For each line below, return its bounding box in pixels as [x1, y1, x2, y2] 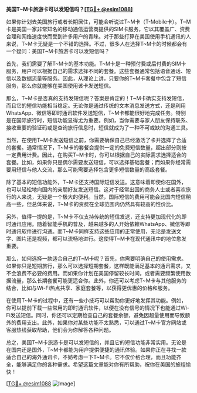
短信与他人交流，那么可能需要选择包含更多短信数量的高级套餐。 [16, 166, 171, 173]
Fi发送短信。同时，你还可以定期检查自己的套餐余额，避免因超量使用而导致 [6, 312, 185, 318]
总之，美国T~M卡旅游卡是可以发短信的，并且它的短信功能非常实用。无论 [6, 339, 182, 346]
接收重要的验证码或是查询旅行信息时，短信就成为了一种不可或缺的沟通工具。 [6, 124, 191, 131]
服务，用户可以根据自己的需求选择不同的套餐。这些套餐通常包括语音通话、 [6, 68, 186, 74]
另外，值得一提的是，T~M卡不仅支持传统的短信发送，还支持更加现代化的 [6, 213, 182, 220]
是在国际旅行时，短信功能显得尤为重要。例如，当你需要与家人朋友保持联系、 [6, 117, 191, 124]
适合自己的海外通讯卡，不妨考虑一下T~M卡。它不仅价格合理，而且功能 [6, 354, 176, 361]
